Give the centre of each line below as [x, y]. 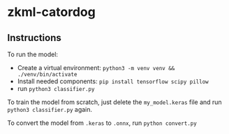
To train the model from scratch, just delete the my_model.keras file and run [114, 102]
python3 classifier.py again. [50, 109]
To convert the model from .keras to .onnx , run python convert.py [102, 123]
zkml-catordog [51, 12]
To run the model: [32, 54]
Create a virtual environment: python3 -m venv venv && [96, 68]
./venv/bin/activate [47, 74]
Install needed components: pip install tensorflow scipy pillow [113, 81]
